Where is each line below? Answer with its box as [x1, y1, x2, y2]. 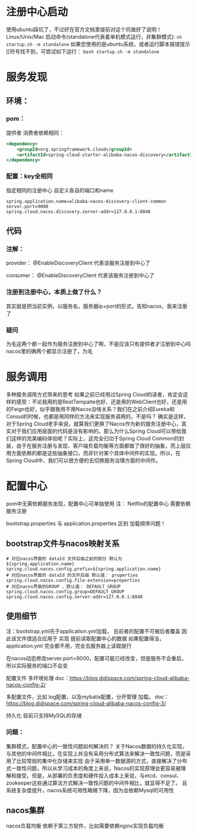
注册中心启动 [6, 5, 69, 19]
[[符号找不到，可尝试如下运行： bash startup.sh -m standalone [6, 47, 159, 55]
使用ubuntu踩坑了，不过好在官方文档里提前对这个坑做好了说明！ [6, 26, 162, 33]
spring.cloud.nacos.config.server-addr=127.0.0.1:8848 [6, 593, 143, 600]
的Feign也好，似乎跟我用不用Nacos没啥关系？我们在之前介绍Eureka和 [6, 405, 175, 412]
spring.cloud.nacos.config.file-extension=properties [6, 577, 141, 583]
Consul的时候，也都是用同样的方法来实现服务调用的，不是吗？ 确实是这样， [6, 413, 189, 420]
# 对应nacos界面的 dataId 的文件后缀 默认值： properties [6, 572, 138, 578]
